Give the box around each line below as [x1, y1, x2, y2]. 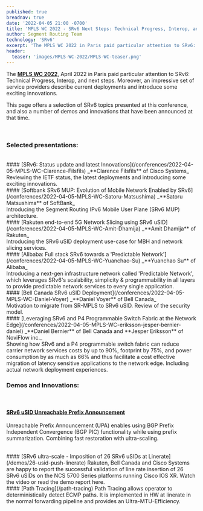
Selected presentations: [6, 141, 79, 149]
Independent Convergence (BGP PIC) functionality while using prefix [6, 428, 177, 436]
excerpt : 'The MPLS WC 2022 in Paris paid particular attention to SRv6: [6, 43, 196, 49]
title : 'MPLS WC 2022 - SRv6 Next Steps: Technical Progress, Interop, [6, 25, 190, 32]
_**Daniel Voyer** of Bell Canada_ [69, 295, 156, 302]
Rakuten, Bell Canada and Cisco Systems [87, 459, 190, 466]
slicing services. [6, 244, 47, 251]
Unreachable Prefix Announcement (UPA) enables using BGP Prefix [6, 422, 174, 429]
